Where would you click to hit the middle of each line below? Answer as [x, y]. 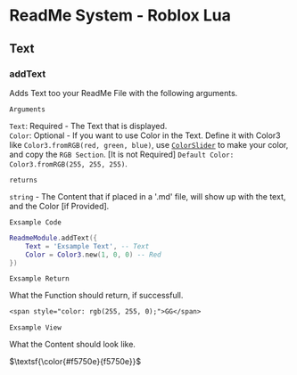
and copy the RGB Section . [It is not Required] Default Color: [122, 154]
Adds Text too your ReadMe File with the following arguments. [124, 93]
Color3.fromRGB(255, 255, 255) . [68, 163]
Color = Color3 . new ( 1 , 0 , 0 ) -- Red [94, 255]
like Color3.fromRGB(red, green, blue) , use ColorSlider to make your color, [149, 144]
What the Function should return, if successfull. [96, 296]
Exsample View [36, 328]
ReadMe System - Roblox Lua [120, 16]
